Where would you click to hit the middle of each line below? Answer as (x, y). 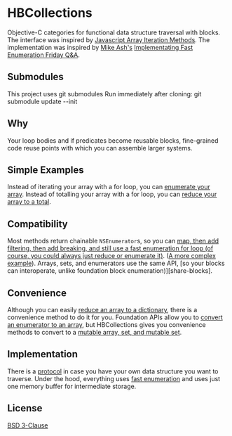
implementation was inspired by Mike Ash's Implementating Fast (100, 47)
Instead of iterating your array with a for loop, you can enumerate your (109, 187)
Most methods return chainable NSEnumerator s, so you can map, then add (113, 241)
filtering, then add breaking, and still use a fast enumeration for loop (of (110, 248)
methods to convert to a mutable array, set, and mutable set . (95, 332)
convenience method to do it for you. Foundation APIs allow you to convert (115, 317)
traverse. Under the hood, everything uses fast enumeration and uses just (114, 378)
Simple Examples (46, 170)
